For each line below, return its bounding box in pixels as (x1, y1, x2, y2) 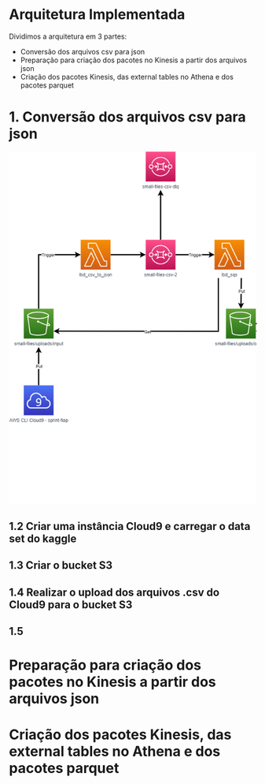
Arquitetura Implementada (9, 6, 186, 24)
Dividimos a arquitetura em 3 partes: (9, 32, 127, 41)
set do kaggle (9, 532, 77, 545)
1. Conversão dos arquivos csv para (9, 108, 246, 126)
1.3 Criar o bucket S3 (9, 558, 113, 573)
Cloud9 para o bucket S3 (9, 598, 133, 611)
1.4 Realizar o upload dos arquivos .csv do (9, 585, 219, 599)
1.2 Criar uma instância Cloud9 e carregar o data (9, 519, 251, 533)
